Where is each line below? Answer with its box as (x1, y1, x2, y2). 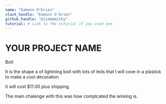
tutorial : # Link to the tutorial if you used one (5, 21, 113, 26)
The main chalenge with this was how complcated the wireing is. (5, 93, 138, 100)
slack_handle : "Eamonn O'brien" (5, 12, 72, 17)
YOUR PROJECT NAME (5, 43, 102, 54)
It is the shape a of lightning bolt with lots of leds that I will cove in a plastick (5, 69, 162, 75)
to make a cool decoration (5, 74, 59, 80)
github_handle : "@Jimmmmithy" (5, 16, 68, 21)
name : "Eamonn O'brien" (5, 7, 55, 12)
